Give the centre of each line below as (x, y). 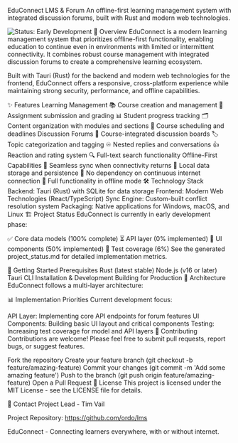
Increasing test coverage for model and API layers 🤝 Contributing (102, 331)
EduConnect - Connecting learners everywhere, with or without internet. (113, 432)
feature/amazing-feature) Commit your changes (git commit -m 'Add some (117, 368)
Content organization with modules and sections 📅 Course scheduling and (116, 126)
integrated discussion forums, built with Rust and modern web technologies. (119, 18)
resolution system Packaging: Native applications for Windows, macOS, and (118, 206)
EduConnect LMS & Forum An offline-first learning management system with (119, 10)
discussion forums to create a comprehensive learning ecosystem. (105, 62)
